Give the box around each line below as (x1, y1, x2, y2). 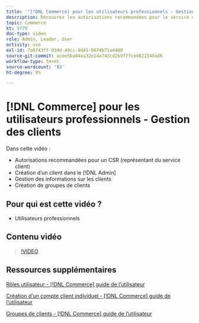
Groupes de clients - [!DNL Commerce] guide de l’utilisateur (6, 310, 152, 317)
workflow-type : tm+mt (6, 58, 60, 64)
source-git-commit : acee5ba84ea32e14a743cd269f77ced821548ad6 (6, 53, 163, 59)
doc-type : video (6, 31, 46, 37)
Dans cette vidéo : (6, 145, 51, 152)
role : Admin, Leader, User (6, 36, 73, 42)
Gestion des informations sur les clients (14, 176, 111, 183)
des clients (6, 125, 62, 139)
